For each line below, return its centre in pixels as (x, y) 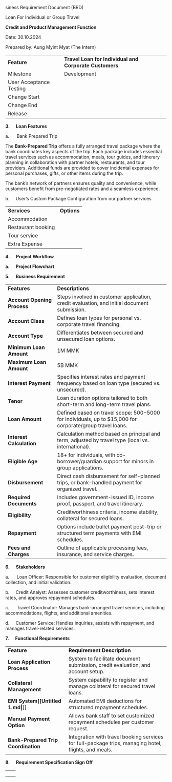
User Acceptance (29, 82)
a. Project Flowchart (30, 266)
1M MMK (68, 351)
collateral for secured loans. (91, 518)
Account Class (26, 321)
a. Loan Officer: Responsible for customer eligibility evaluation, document (86, 577)
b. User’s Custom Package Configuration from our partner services (79, 199)
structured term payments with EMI (99, 533)
